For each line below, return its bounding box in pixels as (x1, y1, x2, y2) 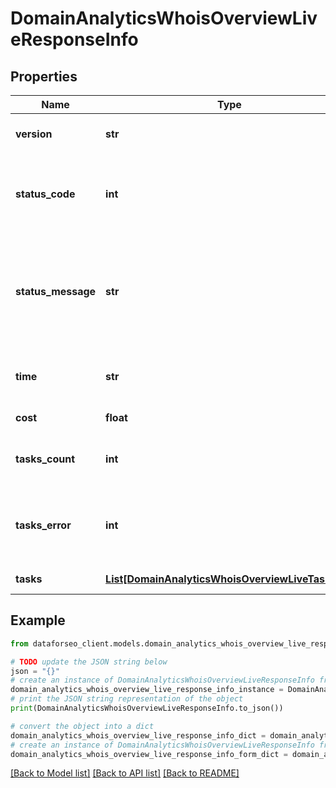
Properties (10, 68, 78, 85)
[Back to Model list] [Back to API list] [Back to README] (10, 767, 240, 779)
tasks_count (15, 452, 76, 466)
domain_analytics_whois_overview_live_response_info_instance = (10, 685, 284, 695)
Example (10, 612, 66, 629)
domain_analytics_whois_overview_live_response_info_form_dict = (10, 749, 288, 759)
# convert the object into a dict (10, 721, 155, 731)
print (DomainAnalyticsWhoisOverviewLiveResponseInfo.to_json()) (10, 703, 284, 714)
